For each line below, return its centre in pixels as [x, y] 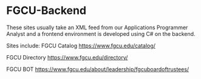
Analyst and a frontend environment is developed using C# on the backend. [101, 33]
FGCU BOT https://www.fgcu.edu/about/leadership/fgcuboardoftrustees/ [98, 69]
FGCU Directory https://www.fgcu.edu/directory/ [67, 57]
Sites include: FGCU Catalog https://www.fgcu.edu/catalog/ [81, 46]
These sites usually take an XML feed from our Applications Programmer [97, 27]
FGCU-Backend [46, 11]
